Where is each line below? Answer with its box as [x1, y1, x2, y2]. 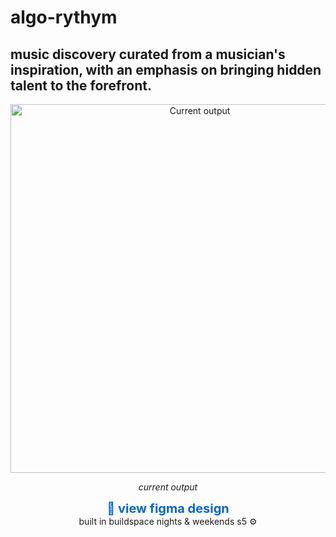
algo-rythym [10, 6, 118, 29]
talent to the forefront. [10, 77, 152, 94]
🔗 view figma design [106, 501, 230, 516]
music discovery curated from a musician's [10, 46, 286, 63]
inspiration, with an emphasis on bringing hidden [10, 61, 322, 78]
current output [138, 481, 198, 493]
